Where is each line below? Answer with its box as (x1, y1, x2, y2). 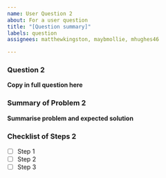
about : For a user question (7, 17, 89, 24)
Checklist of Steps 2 (7, 131, 77, 141)
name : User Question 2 (7, 10, 73, 17)
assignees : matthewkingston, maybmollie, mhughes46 (7, 36, 159, 43)
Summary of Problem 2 (7, 98, 86, 108)
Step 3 (17, 163, 37, 171)
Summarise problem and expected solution (7, 114, 133, 122)
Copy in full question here (7, 81, 83, 89)
